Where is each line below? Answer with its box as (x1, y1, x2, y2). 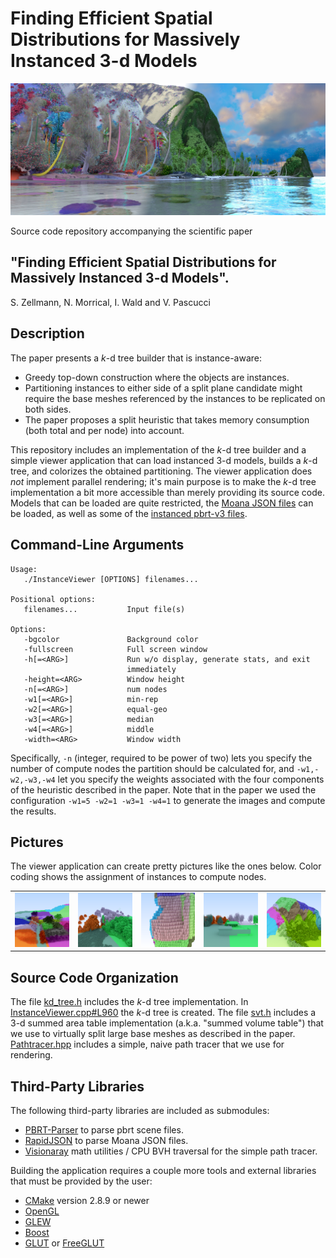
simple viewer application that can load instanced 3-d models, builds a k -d (10, 454, 318, 466)
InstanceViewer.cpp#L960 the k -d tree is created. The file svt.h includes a (10, 1007, 317, 1019)
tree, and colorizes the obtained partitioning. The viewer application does (10, 465, 313, 477)
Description (10, 325, 85, 342)
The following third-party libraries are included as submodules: (10, 1105, 270, 1117)
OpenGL (24, 1205, 60, 1217)
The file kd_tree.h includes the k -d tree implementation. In (10, 996, 249, 1008)
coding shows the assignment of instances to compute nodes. (10, 871, 267, 883)
